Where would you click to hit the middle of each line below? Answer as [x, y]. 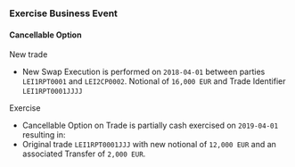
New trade [29, 54]
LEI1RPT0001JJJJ [52, 92]
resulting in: [44, 135]
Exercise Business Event [64, 13]
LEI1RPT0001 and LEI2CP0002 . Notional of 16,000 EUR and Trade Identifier [154, 81]
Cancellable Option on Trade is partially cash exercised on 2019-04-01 [150, 125]
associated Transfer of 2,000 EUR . [84, 154]
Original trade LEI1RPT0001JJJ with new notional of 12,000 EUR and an [149, 145]
